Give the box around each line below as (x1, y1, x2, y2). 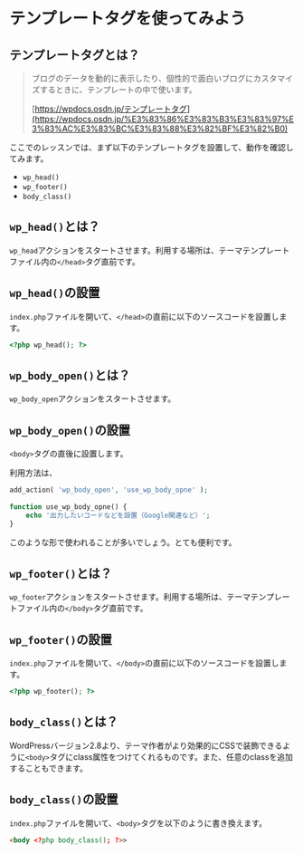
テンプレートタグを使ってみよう (9, 8, 246, 29)
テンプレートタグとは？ (9, 47, 140, 62)
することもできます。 (9, 763, 89, 773)
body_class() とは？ (9, 715, 118, 730)
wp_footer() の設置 (9, 631, 113, 648)
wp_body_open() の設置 (9, 422, 131, 437)
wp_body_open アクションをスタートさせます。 (9, 393, 176, 404)
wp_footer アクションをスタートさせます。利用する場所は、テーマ (9, 591, 251, 602)
